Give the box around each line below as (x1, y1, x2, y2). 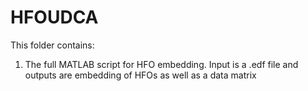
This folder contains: (10, 39, 95, 51)
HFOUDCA (10, 6, 99, 29)
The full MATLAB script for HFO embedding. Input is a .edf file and (24, 58, 299, 70)
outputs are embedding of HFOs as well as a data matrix (24, 69, 257, 81)
